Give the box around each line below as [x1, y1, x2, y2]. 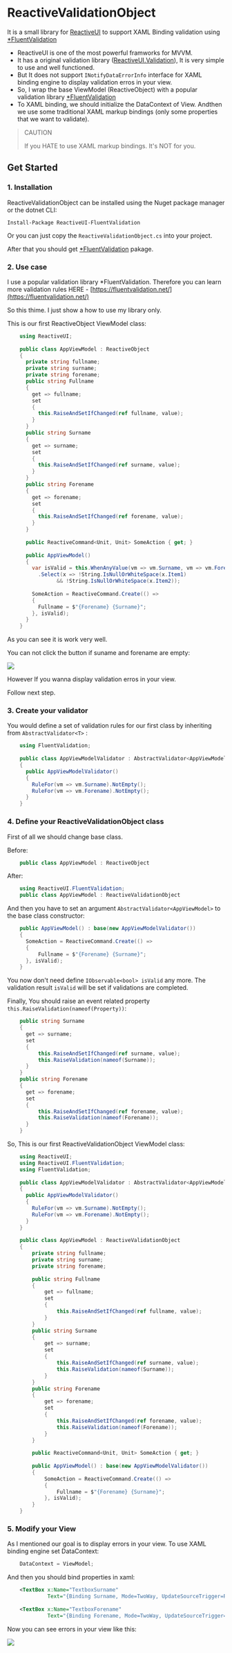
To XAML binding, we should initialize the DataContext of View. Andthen [17, 100, 222, 108]
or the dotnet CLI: [7, 206, 57, 214]
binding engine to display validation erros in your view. [17, 78, 173, 86]
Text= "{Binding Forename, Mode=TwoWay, [47, 1612, 162, 1619]
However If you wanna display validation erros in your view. [7, 675, 176, 683]
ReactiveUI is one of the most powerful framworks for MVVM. [17, 49, 193, 57]
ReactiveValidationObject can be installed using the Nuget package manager [7, 198, 225, 207]
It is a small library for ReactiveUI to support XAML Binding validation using [7, 28, 220, 36]
